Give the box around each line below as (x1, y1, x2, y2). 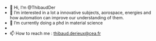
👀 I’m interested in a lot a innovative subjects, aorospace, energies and (9, 10, 152, 15)
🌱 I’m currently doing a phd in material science (9, 20, 103, 26)
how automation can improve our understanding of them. (9, 15, 124, 20)
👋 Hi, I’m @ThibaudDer (9, 5, 56, 10)
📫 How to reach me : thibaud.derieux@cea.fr (9, 30, 101, 36)
